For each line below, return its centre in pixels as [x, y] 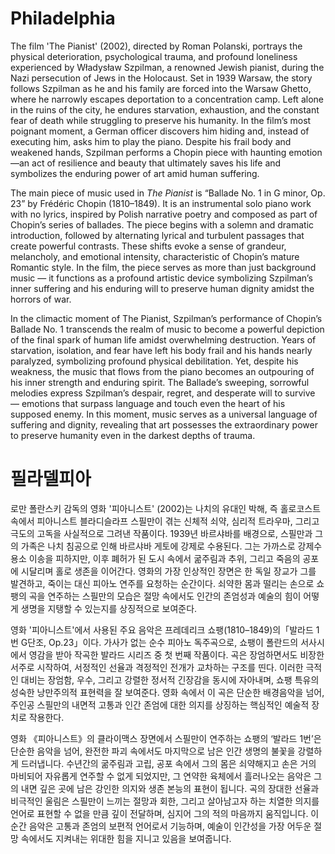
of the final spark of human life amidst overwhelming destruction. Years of [163, 339]
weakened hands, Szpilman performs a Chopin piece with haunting [148, 152]
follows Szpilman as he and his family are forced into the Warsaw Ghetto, [161, 88]
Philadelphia [63, 18]
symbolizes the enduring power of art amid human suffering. [135, 173]
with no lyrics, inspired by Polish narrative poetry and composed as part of [164, 214]
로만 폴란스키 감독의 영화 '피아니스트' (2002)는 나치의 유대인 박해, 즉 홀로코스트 [166, 508]
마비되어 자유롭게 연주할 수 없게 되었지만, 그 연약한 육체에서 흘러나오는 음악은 [161, 776]
